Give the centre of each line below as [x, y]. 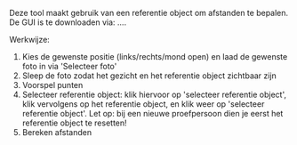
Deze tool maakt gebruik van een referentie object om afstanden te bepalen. [149, 13]
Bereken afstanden [56, 132]
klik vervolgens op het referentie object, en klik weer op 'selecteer [143, 104]
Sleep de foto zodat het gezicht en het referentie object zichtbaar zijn [149, 76]
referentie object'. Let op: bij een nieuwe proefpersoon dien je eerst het [153, 113]
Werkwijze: [30, 40]
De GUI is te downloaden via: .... [68, 22]
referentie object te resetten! [74, 123]
